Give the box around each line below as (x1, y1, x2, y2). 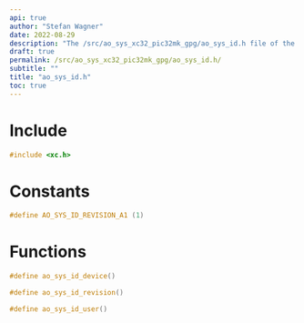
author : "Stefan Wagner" (9, 22, 104, 31)
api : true (9, 13, 47, 23)
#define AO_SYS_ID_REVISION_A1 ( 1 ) (9, 211, 145, 220)
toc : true (9, 81, 47, 90)
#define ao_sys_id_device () (9, 272, 117, 281)
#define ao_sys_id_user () (9, 304, 107, 314)
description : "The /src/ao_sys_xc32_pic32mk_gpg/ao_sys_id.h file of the (9, 38, 296, 48)
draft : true (9, 47, 55, 56)
